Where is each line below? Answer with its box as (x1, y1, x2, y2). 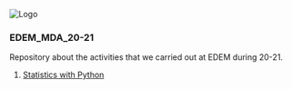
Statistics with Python (22, 69, 105, 81)
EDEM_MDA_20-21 (9, 31, 94, 44)
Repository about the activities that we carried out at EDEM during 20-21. (9, 52, 284, 63)
